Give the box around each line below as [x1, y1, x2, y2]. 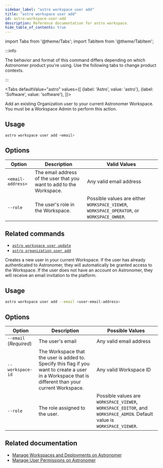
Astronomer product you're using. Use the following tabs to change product [5, 63, 157, 68]
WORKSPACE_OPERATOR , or [87, 207, 139, 214]
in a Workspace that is [38, 372, 89, 379]
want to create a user [38, 366, 87, 373]
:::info [5, 48, 16, 54]
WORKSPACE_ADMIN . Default [96, 410, 153, 417]
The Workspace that [38, 348, 85, 355]
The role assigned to [38, 404, 86, 411]
